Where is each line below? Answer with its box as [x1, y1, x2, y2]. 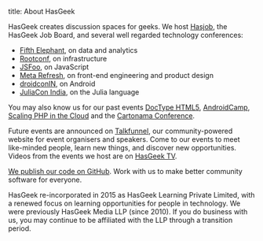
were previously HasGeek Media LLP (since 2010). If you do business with [8, 207, 248, 216]
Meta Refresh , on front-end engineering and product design [19, 71, 214, 80]
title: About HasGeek [8, 7, 75, 16]
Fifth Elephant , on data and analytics [19, 46, 138, 54]
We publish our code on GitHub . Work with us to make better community [8, 167, 243, 176]
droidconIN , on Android [19, 79, 96, 88]
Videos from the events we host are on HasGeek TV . [8, 151, 177, 161]
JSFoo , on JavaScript [19, 62, 89, 72]
